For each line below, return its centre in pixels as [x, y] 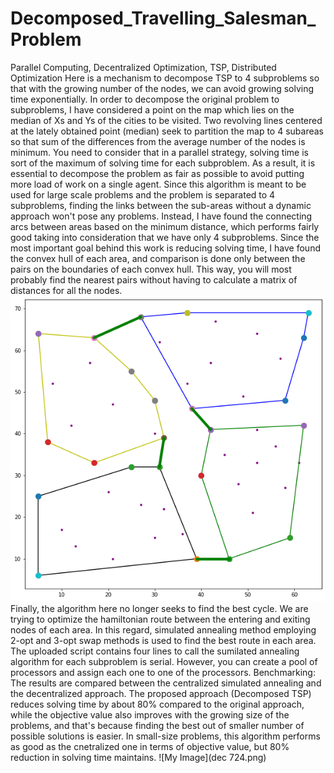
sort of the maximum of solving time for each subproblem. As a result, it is [163, 163]
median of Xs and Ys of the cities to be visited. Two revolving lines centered [166, 120]
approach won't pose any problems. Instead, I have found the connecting [161, 216]
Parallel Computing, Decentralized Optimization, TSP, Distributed [143, 67]
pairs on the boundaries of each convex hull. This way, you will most [151, 269]
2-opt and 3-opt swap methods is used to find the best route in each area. [163, 641]
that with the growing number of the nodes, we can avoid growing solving [162, 88]
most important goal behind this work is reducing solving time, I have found [165, 248]
